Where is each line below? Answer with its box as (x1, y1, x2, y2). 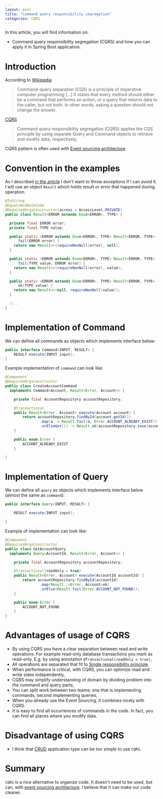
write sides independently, (12, 672, 65, 678)
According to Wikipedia (5, 77, 52, 83)
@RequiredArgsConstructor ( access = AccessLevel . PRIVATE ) (5, 207, 123, 212)
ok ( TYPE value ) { (17, 283, 53, 288)
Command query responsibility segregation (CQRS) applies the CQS (16, 126, 153, 132)
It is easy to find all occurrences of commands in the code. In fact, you (12, 708, 153, 714)
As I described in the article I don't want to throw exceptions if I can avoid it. (5, 179, 157, 185)
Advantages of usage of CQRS (5, 630, 130, 641)
